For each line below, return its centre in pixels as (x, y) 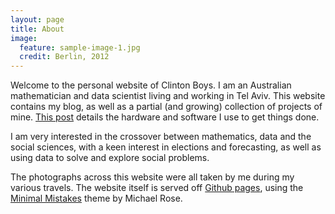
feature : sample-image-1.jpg (80, 47)
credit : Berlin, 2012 (64, 57)
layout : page (37, 19)
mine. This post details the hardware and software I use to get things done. (165, 117)
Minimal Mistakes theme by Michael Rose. (96, 198)
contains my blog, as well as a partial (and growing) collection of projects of (166, 107)
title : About (37, 29)
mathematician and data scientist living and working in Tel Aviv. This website (168, 96)
